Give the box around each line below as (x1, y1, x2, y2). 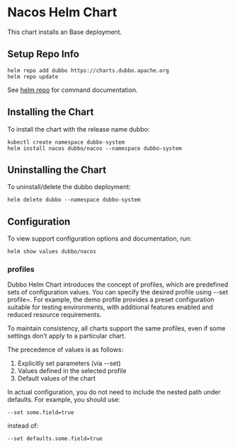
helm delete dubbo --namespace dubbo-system (7, 196, 141, 204)
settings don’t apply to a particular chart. (7, 332, 126, 340)
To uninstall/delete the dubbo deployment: (7, 183, 131, 191)
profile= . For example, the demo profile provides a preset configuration (7, 295, 214, 304)
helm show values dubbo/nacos (7, 248, 97, 255)
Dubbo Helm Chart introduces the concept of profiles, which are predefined (7, 280, 229, 289)
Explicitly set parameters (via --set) (17, 359, 122, 368)
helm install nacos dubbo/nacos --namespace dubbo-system (7, 144, 182, 152)
